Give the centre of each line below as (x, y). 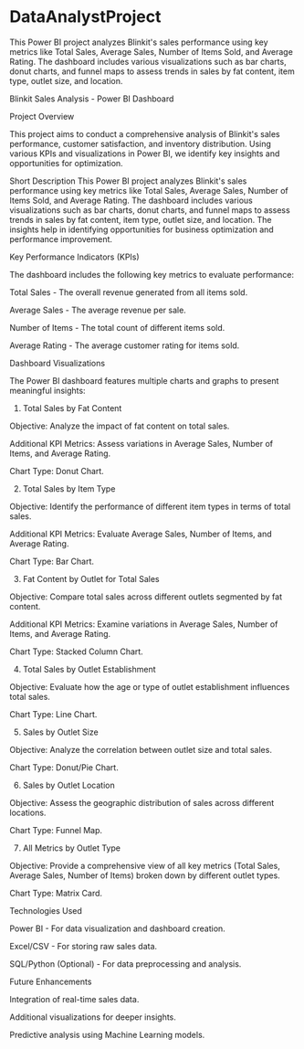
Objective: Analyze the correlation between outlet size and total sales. (141, 749)
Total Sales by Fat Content (72, 408)
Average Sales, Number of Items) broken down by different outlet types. (145, 875)
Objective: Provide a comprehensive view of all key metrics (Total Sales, (145, 865)
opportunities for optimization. (66, 163)
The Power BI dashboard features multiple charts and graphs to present (144, 380)
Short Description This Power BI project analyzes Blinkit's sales (128, 181)
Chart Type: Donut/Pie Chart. (64, 767)
